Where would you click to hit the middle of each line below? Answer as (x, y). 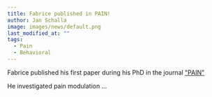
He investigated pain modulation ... (57, 86)
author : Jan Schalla (37, 20)
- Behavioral (32, 53)
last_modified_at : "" (39, 33)
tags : (15, 40)
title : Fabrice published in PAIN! (59, 14)
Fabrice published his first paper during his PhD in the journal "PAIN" (106, 72)
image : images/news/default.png (54, 27)
